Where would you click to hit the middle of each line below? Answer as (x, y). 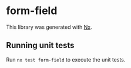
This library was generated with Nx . (49, 27)
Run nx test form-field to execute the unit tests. (66, 59)
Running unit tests (40, 45)
